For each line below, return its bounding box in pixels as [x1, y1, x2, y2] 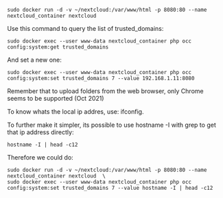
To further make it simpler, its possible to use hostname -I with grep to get [7, 121, 216, 129]
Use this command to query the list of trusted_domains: [7, 25, 164, 32]
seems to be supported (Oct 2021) [7, 95, 104, 102]
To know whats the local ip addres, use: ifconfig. [7, 108, 144, 116]
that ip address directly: [7, 128, 74, 136]
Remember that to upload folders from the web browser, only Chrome [7, 87, 204, 95]
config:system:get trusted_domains [7, 44, 109, 51]
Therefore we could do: [7, 153, 73, 161]
